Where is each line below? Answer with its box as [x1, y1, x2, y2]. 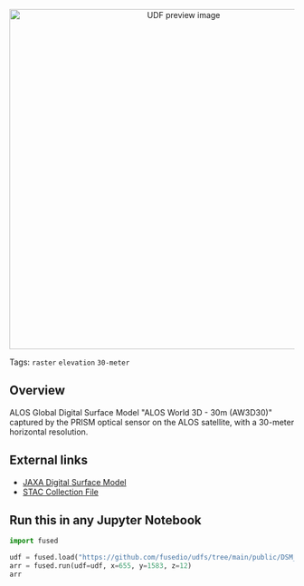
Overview [9, 383, 66, 398]
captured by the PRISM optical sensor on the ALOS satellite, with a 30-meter [9, 416, 295, 427]
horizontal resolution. [9, 426, 89, 437]
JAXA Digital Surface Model [22, 476, 127, 487]
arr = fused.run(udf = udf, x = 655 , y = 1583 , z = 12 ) [9, 562, 193, 571]
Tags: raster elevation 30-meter [9, 356, 130, 367]
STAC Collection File [22, 486, 100, 497]
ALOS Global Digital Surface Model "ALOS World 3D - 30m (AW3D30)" [9, 406, 273, 417]
